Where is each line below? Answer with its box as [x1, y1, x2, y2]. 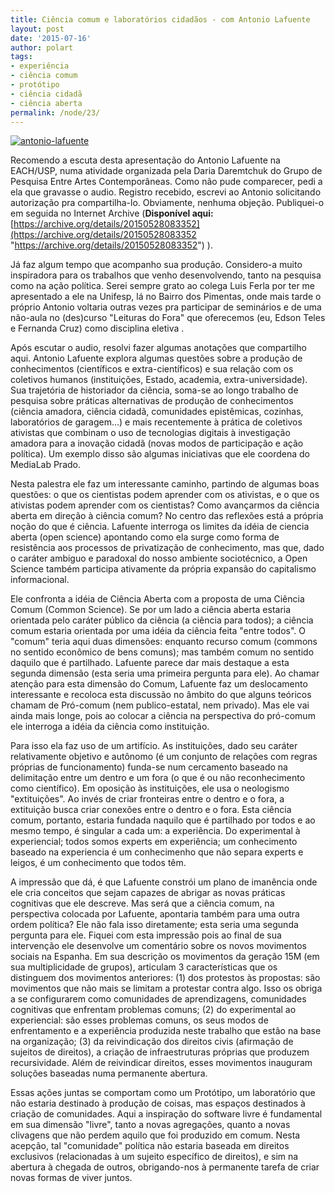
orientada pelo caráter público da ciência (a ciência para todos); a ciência [10, 614, 314, 626]
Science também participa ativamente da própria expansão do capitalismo [10, 563, 317, 575]
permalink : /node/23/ [10, 107, 101, 118]
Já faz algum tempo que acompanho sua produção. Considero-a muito [10, 259, 303, 271]
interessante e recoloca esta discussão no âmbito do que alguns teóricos [10, 689, 312, 701]
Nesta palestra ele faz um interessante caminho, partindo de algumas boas [10, 478, 320, 490]
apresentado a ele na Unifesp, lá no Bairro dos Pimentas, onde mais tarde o [10, 291, 322, 303]
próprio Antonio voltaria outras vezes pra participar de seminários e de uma [10, 301, 322, 313]
